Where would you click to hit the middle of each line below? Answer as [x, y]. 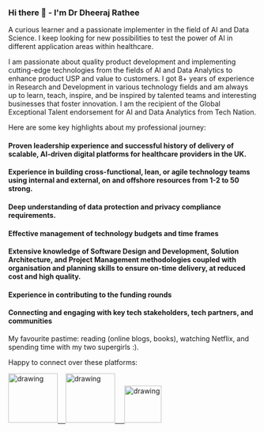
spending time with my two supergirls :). [74, 347]
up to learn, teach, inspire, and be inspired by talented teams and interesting [132, 96]
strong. [21, 189]
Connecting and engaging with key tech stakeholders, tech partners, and [131, 313]
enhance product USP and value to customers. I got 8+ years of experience [131, 79]
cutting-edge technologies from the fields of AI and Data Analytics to [121, 70]
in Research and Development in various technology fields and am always [128, 87]
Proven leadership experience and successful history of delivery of [121, 145]
